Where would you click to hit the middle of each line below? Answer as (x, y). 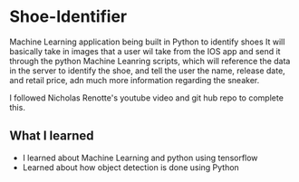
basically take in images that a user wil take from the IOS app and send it (145, 51)
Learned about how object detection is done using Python (131, 167)
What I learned (52, 136)
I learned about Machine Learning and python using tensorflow (140, 158)
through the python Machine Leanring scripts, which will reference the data (150, 61)
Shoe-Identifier (68, 17)
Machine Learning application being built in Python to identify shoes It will (147, 42)
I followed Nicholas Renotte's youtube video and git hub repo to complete (146, 98)
